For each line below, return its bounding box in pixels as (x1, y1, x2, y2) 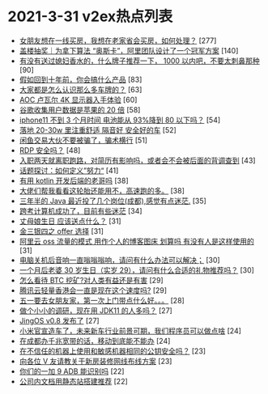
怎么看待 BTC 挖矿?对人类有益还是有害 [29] (19, 275, 164, 285)
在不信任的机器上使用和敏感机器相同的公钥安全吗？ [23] (19, 345, 206, 356)
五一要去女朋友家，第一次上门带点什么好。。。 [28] (19, 295, 185, 305)
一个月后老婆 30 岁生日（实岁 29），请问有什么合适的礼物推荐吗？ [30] (19, 265, 254, 275)
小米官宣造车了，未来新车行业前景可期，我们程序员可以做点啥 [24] (19, 325, 242, 336)
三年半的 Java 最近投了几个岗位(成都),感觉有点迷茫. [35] (19, 196, 207, 205)
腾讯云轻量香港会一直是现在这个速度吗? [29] (19, 285, 168, 295)
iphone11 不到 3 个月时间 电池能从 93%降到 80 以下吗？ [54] (19, 115, 221, 125)
